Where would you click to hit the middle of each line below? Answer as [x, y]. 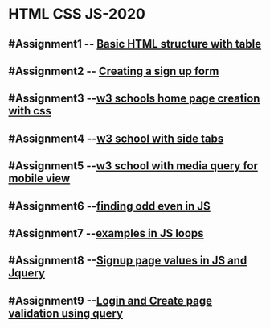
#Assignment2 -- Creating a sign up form [114, 71]
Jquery [27, 274]
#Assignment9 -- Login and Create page [110, 300]
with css [30, 111]
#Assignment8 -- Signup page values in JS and [128, 261]
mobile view [39, 179]
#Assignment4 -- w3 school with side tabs [116, 138]
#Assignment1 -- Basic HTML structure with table [135, 44]
